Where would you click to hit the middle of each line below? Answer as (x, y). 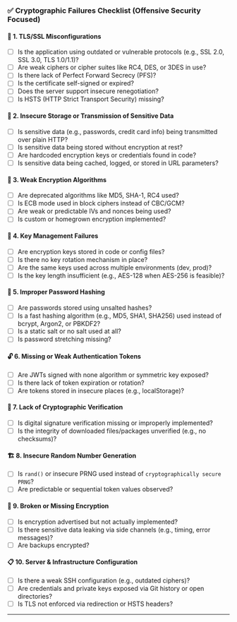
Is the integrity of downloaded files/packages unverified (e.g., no (112, 431)
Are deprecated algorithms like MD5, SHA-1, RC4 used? (98, 196)
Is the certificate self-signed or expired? (76, 83)
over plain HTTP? (43, 139)
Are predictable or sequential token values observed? (95, 489)
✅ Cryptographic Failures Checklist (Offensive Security (104, 11)
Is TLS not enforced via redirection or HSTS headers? (95, 604)
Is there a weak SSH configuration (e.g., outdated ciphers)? (104, 580)
